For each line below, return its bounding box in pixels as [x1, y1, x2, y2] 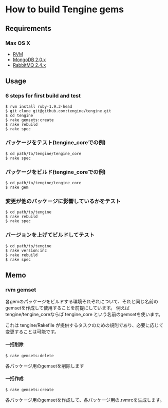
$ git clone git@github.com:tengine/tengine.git [5, 108, 111, 113]
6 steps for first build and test [5, 92, 81, 100]
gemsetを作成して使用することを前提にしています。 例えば [5, 305, 130, 311]
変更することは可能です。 [5, 328, 59, 335]
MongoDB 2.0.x [12, 56, 46, 63]
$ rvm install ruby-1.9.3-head [5, 104, 72, 109]
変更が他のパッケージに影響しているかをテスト [5, 198, 121, 205]
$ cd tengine [5, 113, 33, 118]
